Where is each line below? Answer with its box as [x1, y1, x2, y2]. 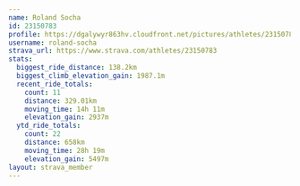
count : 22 [24, 130, 62, 139]
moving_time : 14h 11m [24, 105, 105, 114]
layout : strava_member [8, 163, 93, 172]
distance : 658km [24, 138, 86, 147]
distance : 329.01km [24, 96, 98, 106]
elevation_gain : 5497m [24, 154, 109, 164]
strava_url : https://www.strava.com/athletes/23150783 [8, 46, 218, 55]
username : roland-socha [8, 38, 98, 47]
